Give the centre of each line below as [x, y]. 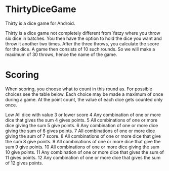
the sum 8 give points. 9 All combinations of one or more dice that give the [83, 141]
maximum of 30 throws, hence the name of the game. [61, 54]
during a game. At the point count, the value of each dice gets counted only [84, 99]
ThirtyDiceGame [41, 9]
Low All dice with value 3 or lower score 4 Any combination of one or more [83, 115]
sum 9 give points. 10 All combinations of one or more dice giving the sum [82, 147]
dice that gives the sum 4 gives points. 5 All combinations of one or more [81, 120]
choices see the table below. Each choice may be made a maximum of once [84, 94]
